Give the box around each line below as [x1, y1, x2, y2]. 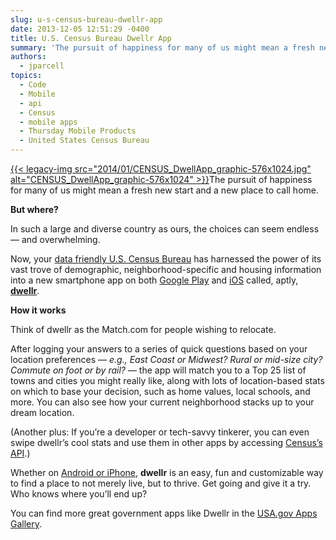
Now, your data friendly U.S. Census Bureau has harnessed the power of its [10, 253, 322, 265]
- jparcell [19, 61, 65, 71]
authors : [10, 52, 47, 62]
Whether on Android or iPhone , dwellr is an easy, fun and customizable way [10, 467, 324, 478]
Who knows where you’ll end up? [10, 488, 148, 500]
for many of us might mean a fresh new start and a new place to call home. [10, 184, 319, 196]
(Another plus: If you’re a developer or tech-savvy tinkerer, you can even [10, 426, 310, 438]
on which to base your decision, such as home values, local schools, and [10, 386, 311, 397]
